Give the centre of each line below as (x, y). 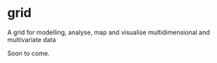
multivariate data (32, 39)
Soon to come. (29, 53)
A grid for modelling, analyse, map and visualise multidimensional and (108, 32)
